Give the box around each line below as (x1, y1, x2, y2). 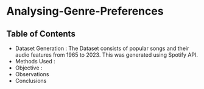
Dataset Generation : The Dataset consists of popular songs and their (15, 44, 189, 52)
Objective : (15, 64, 43, 71)
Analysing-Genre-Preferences (6, 4, 164, 18)
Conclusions (15, 77, 47, 84)
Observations (15, 71, 49, 77)
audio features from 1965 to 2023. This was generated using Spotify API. (15, 51, 198, 59)
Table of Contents (6, 29, 76, 39)
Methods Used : (15, 58, 56, 65)
